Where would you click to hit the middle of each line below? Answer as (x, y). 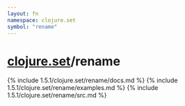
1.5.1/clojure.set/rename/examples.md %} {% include (83, 88)
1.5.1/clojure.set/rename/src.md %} (57, 96)
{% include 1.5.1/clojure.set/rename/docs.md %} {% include (92, 80)
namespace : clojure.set (42, 20)
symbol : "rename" (32, 26)
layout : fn (23, 14)
